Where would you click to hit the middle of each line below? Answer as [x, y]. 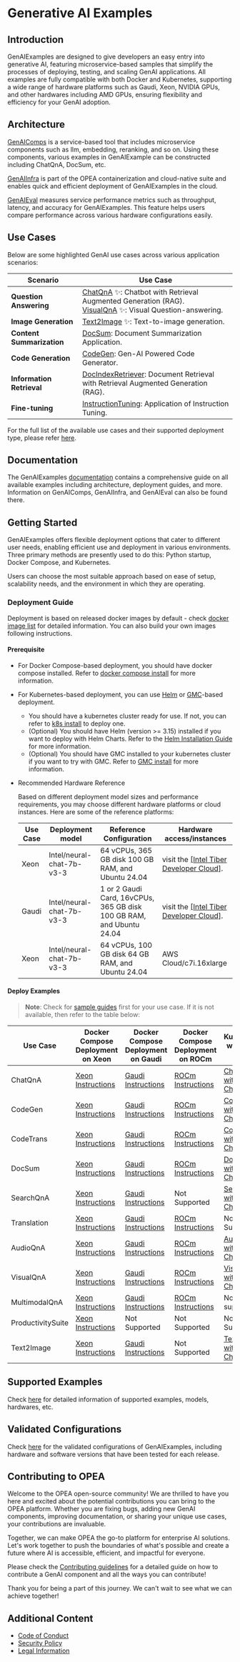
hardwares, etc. [30, 1407]
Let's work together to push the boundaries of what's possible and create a [118, 1546]
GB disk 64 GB [125, 953]
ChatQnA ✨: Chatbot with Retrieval [140, 292]
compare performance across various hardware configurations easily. [110, 215]
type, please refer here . [42, 438]
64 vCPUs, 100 [126, 945]
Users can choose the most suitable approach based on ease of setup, [112, 576]
